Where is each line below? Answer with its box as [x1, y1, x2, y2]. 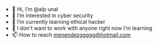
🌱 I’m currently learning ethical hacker [11, 18, 106, 25]
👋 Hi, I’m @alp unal [11, 6, 58, 12]
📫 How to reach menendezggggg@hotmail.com [11, 32, 131, 38]
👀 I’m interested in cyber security [11, 12, 94, 19]
